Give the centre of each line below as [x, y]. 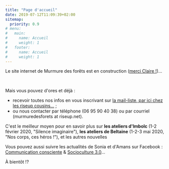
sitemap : [14, 19]
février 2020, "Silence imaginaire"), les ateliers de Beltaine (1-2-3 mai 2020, [85, 132]
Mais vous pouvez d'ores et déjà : [40, 91]
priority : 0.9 [24, 24]
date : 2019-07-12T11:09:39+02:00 [40, 15]
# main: [16, 33]
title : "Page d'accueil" [31, 10]
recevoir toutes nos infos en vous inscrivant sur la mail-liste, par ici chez [88, 100]
